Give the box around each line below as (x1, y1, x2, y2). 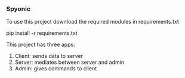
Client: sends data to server (14, 53, 84, 60)
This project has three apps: (6, 41, 76, 48)
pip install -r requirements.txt (6, 30, 78, 37)
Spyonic (6, 5, 31, 13)
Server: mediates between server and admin (14, 58, 124, 66)
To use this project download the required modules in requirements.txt (6, 18, 179, 25)
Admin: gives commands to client (14, 65, 97, 72)
